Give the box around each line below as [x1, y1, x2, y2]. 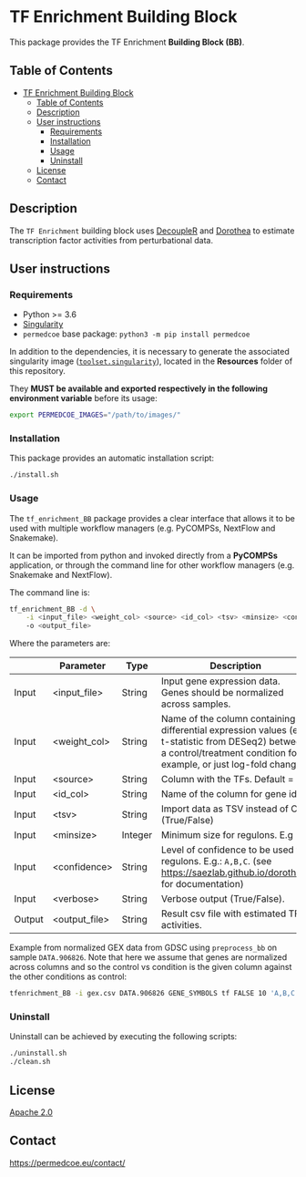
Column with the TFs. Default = [160, 773, 294, 786]
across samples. [160, 697, 231, 710]
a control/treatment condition [160, 747, 287, 759]
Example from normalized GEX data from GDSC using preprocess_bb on [9, 942, 278, 954]
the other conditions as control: [9, 971, 127, 982]
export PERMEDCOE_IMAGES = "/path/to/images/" [9, 410, 181, 420]
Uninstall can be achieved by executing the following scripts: [9, 1031, 238, 1042]
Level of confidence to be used [160, 843, 294, 856]
